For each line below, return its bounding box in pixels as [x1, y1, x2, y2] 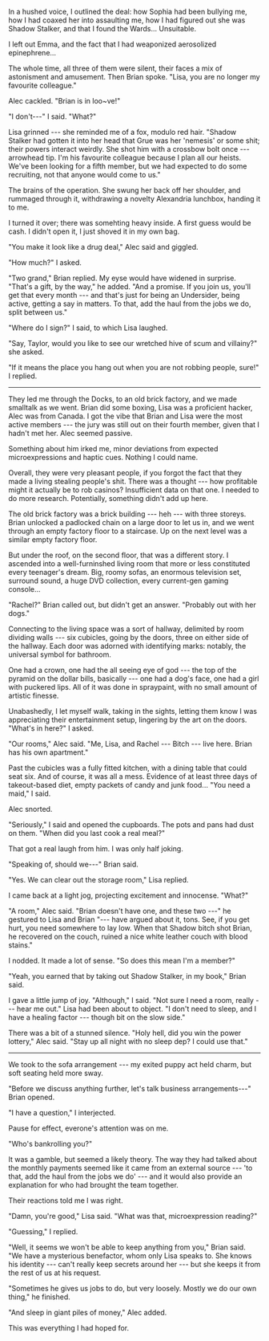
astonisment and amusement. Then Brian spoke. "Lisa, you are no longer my [8, 72, 260, 81]
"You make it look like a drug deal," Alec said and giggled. [8, 243, 199, 251]
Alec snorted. [8, 805, 53, 813]
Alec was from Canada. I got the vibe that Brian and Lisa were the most [8, 411, 243, 421]
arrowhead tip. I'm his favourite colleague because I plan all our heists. [8, 153, 242, 162]
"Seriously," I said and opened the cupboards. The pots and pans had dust [8, 820, 255, 829]
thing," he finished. [8, 1292, 70, 1302]
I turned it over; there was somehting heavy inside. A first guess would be [8, 218, 251, 227]
